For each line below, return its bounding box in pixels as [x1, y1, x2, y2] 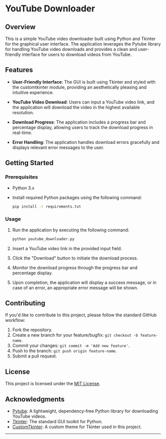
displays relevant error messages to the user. [12, 144, 105, 150]
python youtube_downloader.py [12, 236, 75, 241]
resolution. [12, 109, 35, 115]
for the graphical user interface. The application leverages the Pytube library [5, 41, 161, 47]
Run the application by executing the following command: [12, 227, 129, 233]
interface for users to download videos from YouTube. [22, 51, 132, 57]
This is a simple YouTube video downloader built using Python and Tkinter [5, 36, 156, 42]
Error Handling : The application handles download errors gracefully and [12, 139, 160, 145]
